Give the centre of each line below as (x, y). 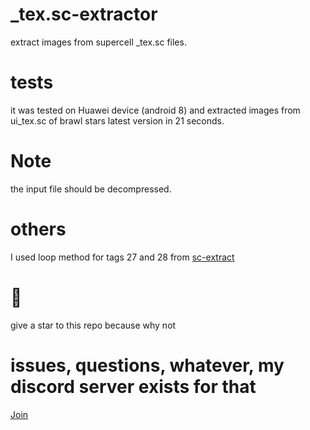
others (38, 229)
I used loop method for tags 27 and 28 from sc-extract (122, 257)
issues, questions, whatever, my (147, 365)
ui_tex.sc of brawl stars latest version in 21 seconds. (117, 120)
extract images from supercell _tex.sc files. (98, 42)
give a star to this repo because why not (93, 325)
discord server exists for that (133, 386)
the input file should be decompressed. (91, 189)
